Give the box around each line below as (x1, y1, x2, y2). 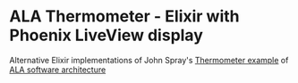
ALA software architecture (9, 64, 106, 75)
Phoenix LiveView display (9, 25, 204, 46)
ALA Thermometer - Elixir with (9, 6, 240, 27)
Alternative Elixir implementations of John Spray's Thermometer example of (9, 54, 289, 65)
